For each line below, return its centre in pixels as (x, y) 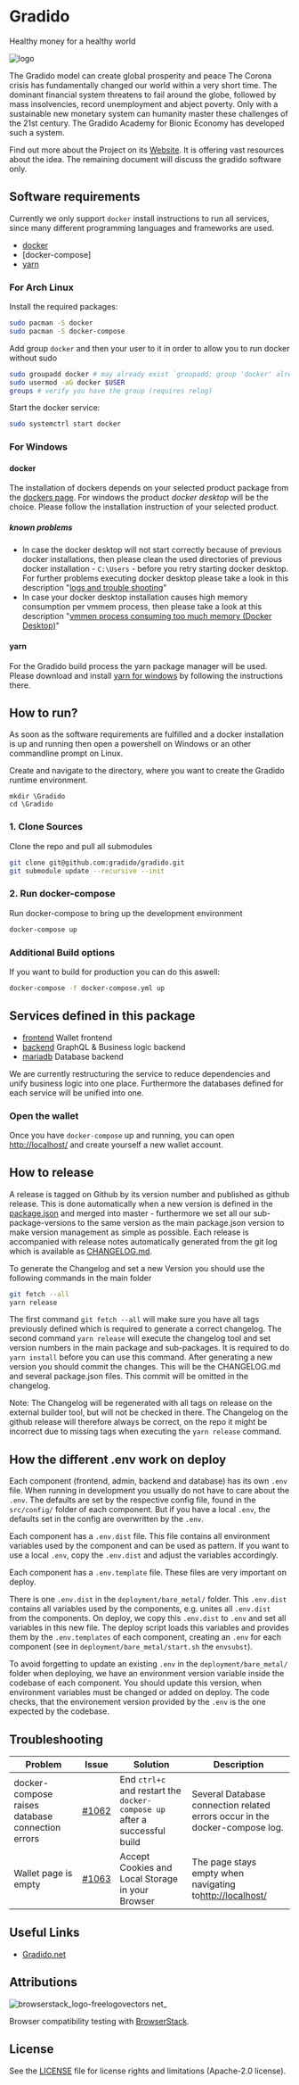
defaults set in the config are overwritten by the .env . (107, 1519)
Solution (151, 1765)
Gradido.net (44, 1954)
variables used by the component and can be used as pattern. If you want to (149, 1546)
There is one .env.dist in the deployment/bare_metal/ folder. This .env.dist (148, 1600)
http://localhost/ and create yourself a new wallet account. (117, 1145)
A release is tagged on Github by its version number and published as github (149, 1194)
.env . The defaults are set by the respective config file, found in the (133, 1500)
